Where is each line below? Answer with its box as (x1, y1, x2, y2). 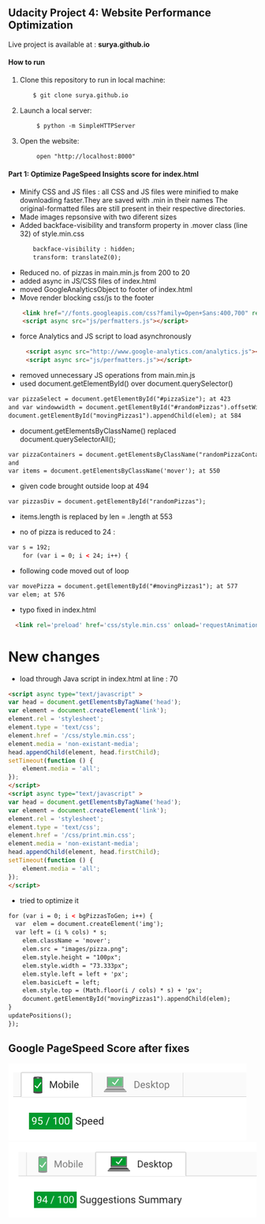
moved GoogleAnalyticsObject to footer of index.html (19, 284, 193, 294)
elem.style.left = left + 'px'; (22, 970, 129, 978)
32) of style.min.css (19, 229, 85, 238)
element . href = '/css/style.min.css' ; (8, 731, 136, 740)
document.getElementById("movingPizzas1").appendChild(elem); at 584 (8, 412, 242, 420)
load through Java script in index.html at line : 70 (19, 674, 178, 683)
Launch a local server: (19, 106, 92, 115)
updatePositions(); (8, 1012, 73, 1020)
